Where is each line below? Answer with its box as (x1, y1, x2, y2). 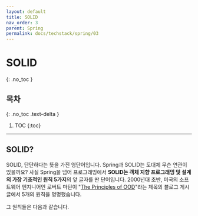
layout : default (6, 8, 46, 15)
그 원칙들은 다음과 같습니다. (6, 203, 70, 210)
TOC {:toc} (14, 122, 41, 129)
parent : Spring (6, 25, 44, 31)
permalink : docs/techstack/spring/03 (6, 31, 99, 37)
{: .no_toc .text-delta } (6, 110, 60, 117)
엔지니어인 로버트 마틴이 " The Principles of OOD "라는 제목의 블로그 (21, 183, 179, 190)
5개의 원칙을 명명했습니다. (21, 191, 82, 198)
